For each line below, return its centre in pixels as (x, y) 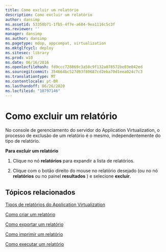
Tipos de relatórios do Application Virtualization (55, 204)
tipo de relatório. (23, 141)
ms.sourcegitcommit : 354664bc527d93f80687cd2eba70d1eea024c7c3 (74, 72)
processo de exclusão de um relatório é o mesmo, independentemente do (83, 135)
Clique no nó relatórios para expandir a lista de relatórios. (74, 161)
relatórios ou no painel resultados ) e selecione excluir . (72, 176)
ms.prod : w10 (19, 58)
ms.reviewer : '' (22, 29)
